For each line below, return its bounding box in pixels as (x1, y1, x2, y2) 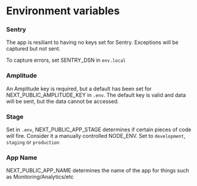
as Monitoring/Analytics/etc (6, 174, 74, 181)
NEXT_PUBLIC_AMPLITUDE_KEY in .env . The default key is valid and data (6, 91, 186, 99)
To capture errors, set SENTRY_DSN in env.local (6, 56, 126, 64)
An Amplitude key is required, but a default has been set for (6, 85, 152, 92)
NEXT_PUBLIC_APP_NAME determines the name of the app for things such (6, 167, 189, 174)
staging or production (6, 138, 60, 146)
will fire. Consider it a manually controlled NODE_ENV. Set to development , (6, 133, 186, 140)
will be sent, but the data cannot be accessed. (6, 97, 119, 105)
